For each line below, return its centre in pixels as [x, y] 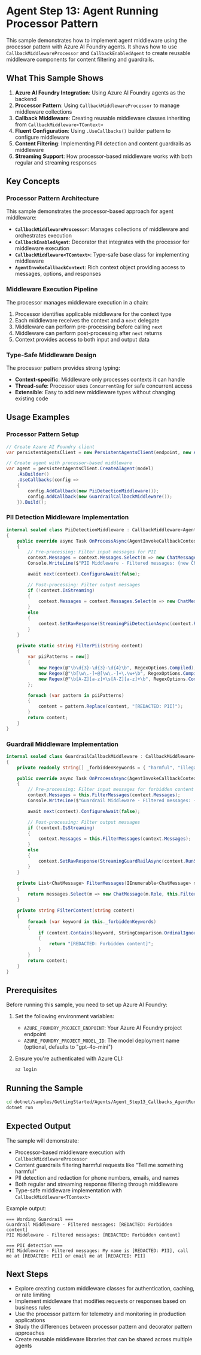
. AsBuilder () [33, 474]
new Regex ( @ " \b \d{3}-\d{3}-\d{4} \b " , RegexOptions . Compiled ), [117, 668]
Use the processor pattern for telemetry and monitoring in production [100, 1314]
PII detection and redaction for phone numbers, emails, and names [97, 1177]
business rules [33, 1308]
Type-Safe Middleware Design [51, 355]
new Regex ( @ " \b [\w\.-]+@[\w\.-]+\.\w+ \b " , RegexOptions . [111, 673]
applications [30, 1320]
